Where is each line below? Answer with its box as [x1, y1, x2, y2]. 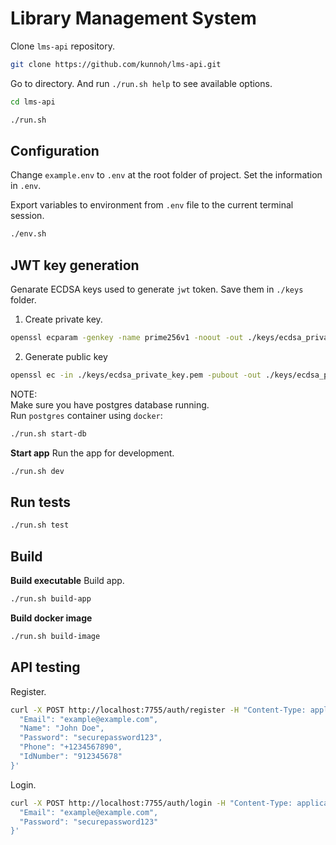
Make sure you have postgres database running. [10, 398, 210, 411]
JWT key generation [10, 257, 140, 274]
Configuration [10, 142, 100, 159]
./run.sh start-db [10, 428, 87, 439]
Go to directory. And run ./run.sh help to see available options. [10, 77, 273, 89]
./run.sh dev [10, 466, 65, 476]
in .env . [10, 180, 42, 192]
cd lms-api [10, 97, 56, 107]
